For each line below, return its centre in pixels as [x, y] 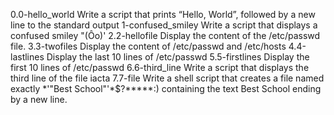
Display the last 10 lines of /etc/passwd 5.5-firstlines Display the [178, 57]
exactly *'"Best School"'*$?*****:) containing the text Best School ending [166, 88]
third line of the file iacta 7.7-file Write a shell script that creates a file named [167, 78]
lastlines [27, 57]
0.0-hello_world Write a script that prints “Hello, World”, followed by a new [163, 14]
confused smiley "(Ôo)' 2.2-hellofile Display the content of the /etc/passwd [165, 35]
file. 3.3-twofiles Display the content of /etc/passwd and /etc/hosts [148, 46]
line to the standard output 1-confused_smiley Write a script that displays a [164, 25]
